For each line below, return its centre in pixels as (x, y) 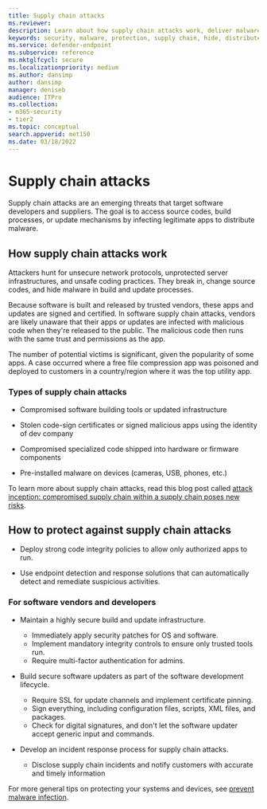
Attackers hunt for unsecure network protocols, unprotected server (118, 273)
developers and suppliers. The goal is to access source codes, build (120, 211)
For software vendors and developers (82, 603)
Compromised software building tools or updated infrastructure (124, 409)
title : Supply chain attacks (56, 16)
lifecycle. (35, 684)
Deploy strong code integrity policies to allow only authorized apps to (133, 549)
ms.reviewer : (30, 23)
